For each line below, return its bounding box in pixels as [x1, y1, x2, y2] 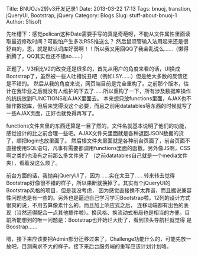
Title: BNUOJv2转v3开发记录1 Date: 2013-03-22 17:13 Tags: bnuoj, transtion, [6, 5, 192, 12]
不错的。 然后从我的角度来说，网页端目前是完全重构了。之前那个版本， [11, 80, 184, 87]
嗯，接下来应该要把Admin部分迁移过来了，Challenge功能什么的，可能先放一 [6, 235, 191, 242]
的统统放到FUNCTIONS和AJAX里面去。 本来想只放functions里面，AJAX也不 [6, 95, 192, 102]
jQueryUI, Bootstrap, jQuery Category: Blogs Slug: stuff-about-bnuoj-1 [6, 12, 177, 19]
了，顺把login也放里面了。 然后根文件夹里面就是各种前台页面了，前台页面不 [6, 137, 190, 144]
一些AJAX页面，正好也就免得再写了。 [6, 110, 98, 117]
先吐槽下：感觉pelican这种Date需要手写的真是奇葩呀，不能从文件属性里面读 [6, 30, 191, 37]
